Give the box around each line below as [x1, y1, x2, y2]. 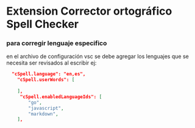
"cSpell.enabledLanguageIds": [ [19, 93, 102, 100]
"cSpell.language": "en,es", [12, 71, 86, 77]
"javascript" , [28, 105, 64, 111]
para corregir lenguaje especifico [6, 39, 107, 48]
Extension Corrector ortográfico [6, 4, 172, 18]
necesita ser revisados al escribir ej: [6, 59, 97, 66]
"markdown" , [28, 111, 59, 117]
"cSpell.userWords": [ [17, 77, 75, 83]
